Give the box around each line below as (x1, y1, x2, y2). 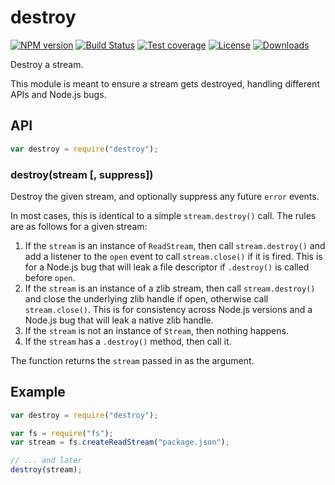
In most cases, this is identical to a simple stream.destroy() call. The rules (10, 209, 317, 221)
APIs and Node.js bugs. (10, 88, 107, 100)
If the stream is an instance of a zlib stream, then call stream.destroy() (24, 282, 316, 294)
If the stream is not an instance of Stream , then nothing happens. (24, 324, 289, 336)
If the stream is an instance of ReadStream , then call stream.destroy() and (24, 239, 326, 251)
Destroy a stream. (10, 58, 84, 70)
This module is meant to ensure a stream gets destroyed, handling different (10, 77, 320, 90)
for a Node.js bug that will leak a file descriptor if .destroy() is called (24, 261, 310, 273)
